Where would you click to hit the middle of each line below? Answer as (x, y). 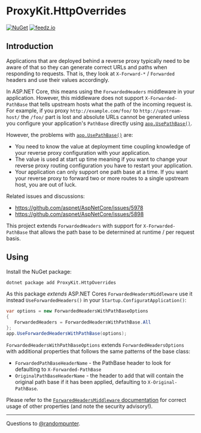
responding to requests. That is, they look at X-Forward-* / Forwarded (91, 74)
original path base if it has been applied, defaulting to (80, 382)
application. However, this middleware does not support (75, 97)
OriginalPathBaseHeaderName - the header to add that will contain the (99, 376)
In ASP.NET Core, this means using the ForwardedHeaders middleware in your (100, 92)
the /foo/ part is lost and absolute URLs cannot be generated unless (105, 117)
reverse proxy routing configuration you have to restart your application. (104, 165)
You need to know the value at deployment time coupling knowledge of (102, 146)
